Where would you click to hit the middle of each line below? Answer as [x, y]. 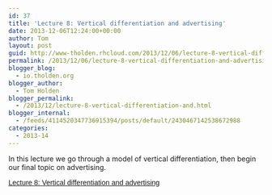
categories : [28, 128]
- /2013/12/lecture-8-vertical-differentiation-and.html [114, 106]
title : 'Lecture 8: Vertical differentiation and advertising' [117, 23]
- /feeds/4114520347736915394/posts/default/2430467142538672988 [128, 121]
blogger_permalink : [41, 98]
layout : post [30, 46]
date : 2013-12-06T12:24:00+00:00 [65, 31]
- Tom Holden [38, 91]
